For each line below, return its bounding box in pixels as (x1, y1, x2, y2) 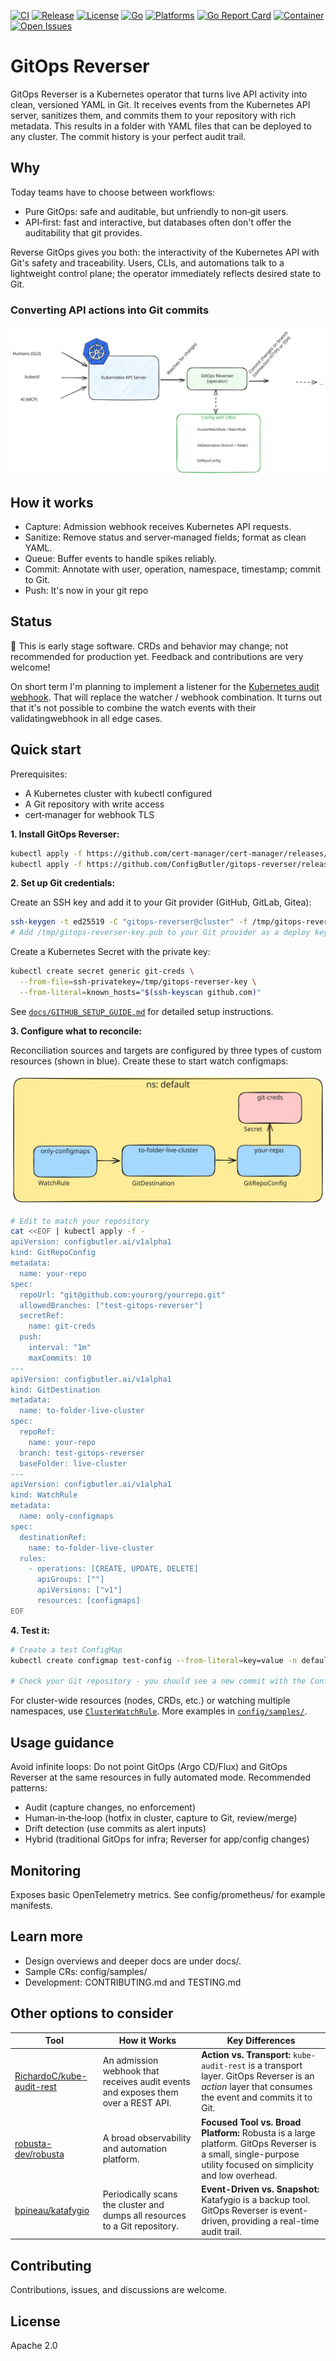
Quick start (10, 741, 82, 759)
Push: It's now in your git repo (24, 585, 149, 597)
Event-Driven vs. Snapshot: (201, 2183, 320, 2195)
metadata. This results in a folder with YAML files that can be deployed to (10, 120, 312, 132)
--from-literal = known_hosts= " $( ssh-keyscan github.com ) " (19, 987, 262, 997)
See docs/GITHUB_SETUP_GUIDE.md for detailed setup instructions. (10, 1005, 274, 1017)
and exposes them (102, 2086, 179, 2098)
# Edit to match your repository (10, 1216, 150, 1226)
